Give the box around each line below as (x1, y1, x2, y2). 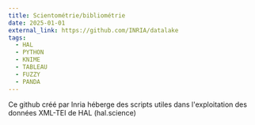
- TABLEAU (15, 63, 48, 71)
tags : (8, 33, 26, 42)
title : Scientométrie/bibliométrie (8, 11, 126, 20)
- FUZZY (15, 70, 41, 78)
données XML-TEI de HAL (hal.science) (8, 108, 137, 117)
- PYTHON (15, 48, 44, 56)
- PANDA (15, 78, 41, 85)
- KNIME (15, 56, 41, 64)
